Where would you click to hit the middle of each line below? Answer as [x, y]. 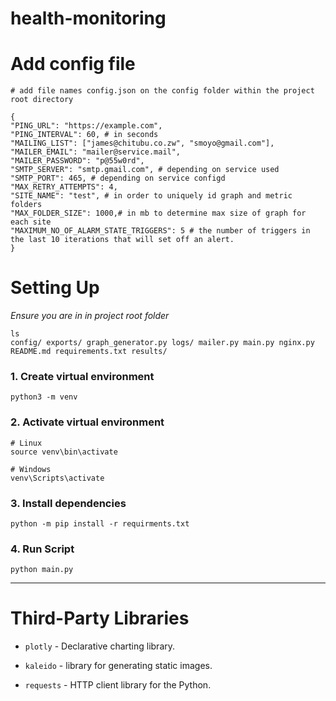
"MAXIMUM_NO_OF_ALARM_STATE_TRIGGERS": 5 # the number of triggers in [160, 231]
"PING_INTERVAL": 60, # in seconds [84, 135]
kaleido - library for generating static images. [118, 666]
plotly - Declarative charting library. [100, 646]
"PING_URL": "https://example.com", [86, 126]
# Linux [26, 443]
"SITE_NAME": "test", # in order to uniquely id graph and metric [151, 196]
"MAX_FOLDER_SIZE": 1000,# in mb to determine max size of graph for [158, 213]
